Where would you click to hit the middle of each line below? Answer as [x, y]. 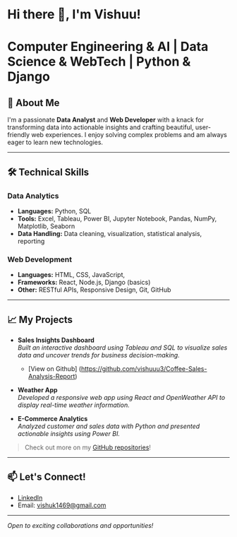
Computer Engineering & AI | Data [108, 47]
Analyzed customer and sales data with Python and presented [109, 426]
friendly [19, 135]
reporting [31, 241]
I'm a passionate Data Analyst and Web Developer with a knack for [106, 120]
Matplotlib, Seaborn [46, 226]
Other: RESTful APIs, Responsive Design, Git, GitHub [94, 290]
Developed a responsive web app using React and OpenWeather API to [121, 397]
